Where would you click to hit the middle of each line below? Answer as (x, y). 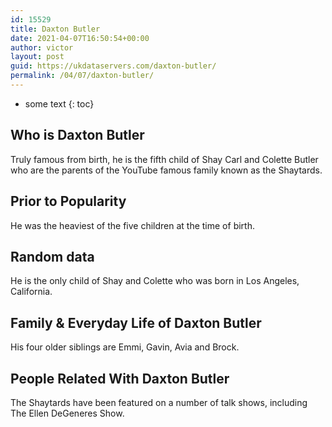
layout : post (37, 57)
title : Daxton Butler (55, 29)
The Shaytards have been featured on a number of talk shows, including (159, 402)
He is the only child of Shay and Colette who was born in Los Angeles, (155, 281)
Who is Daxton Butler (77, 135)
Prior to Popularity (68, 201)
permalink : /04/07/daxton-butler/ (82, 76)
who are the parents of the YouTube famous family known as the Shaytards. (166, 170)
